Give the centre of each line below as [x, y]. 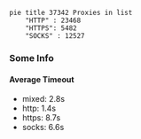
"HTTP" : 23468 [53, 20]
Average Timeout [42, 79]
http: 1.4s [39, 108]
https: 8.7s [41, 118]
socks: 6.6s [43, 127]
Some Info [32, 58]
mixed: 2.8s [43, 99]
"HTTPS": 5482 [51, 28]
